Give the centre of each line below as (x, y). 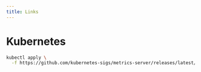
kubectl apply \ (26, 58)
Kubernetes (36, 41)
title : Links (22, 12)
